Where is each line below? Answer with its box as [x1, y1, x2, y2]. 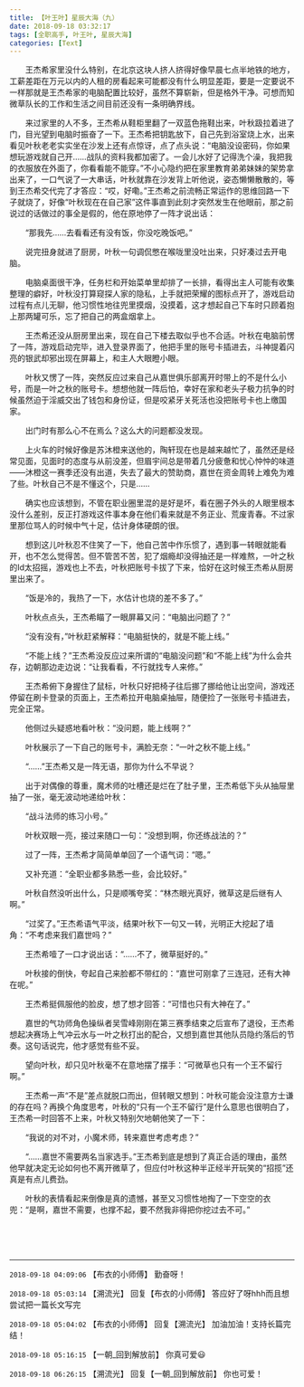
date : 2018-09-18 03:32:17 [9, 22, 111, 31]
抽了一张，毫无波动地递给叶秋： [9, 792, 128, 803]
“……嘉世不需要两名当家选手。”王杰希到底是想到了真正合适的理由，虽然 [24, 1151, 288, 1163]
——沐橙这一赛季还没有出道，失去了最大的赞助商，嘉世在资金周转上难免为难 [9, 467, 295, 478]
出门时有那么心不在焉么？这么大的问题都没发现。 [24, 425, 208, 436]
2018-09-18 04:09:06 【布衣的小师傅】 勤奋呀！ [9, 1268, 186, 1280]
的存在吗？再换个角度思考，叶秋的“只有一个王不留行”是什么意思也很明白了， [9, 1101, 294, 1113]
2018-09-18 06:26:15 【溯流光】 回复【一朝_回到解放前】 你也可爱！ [9, 1368, 264, 1380]
